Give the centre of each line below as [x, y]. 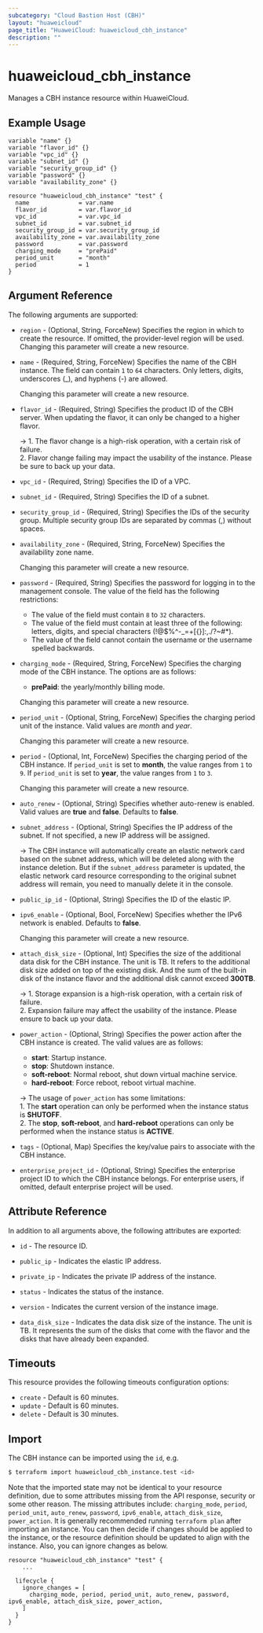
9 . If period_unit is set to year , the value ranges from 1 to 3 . [116, 772]
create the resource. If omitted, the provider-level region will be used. [132, 338]
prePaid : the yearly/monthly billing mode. [98, 687]
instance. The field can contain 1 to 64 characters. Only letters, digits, [131, 370]
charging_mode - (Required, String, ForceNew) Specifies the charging [130, 663]
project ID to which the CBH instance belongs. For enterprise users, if [132, 1178]
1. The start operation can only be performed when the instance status [134, 1106]
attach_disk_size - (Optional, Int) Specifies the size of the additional [130, 953]
